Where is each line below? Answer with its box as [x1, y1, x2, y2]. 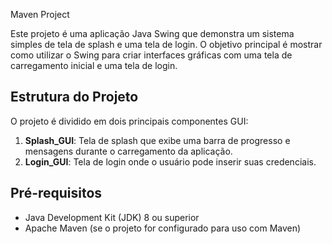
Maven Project [10, 9, 70, 20]
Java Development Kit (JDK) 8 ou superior [24, 211, 200, 223]
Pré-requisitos [10, 185, 103, 202]
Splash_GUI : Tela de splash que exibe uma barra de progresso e [24, 134, 291, 146]
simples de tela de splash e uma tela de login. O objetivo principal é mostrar [10, 39, 323, 50]
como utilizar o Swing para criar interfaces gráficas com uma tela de [10, 49, 293, 61]
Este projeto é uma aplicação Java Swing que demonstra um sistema [10, 28, 295, 39]
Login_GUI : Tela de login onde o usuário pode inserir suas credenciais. [24, 155, 317, 168]
